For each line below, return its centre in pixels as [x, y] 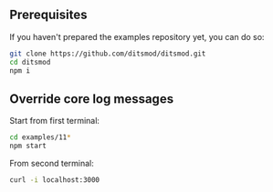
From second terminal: [52, 163]
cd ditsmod [30, 62]
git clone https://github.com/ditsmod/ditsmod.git [108, 54]
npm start [28, 146]
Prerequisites [48, 15]
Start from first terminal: [55, 121]
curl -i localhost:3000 [55, 180]
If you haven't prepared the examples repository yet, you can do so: [137, 36]
